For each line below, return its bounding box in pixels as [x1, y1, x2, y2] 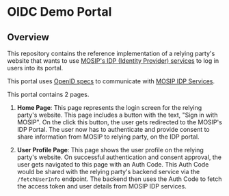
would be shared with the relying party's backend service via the [16, 168, 200, 176]
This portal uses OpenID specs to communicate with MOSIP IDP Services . [7, 77, 215, 85]
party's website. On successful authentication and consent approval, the [16, 153, 222, 161]
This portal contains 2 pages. [7, 90, 90, 98]
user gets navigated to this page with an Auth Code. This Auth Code [16, 160, 209, 168]
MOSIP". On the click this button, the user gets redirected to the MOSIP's [16, 118, 222, 126]
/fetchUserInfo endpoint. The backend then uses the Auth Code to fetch [16, 175, 222, 183]
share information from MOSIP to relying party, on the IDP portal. [16, 132, 200, 141]
